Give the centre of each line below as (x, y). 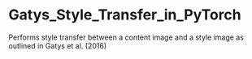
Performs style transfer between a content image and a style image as (126, 37)
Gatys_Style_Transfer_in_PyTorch (125, 15)
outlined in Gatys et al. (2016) (58, 45)
